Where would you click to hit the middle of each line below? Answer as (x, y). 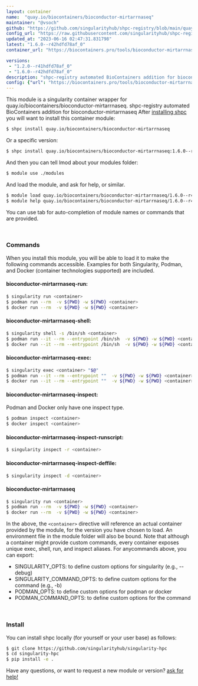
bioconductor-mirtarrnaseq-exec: (49, 358)
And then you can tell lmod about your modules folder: (72, 162)
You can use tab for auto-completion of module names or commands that (95, 212)
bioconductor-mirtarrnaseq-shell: (49, 321)
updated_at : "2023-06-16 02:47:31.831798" (59, 39)
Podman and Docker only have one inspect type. (65, 407)
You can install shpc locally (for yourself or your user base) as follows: (91, 638)
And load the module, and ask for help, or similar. (66, 184)
